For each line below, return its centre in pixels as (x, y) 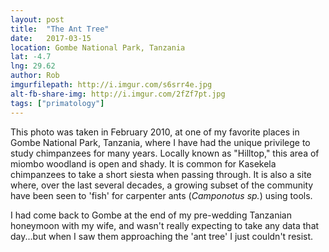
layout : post (37, 19)
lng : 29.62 (33, 66)
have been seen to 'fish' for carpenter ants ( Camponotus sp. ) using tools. (161, 195)
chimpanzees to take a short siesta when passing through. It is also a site (161, 174)
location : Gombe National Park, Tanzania (98, 47)
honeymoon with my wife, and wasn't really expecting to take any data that (165, 225)
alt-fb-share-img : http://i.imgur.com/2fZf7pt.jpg (118, 94)
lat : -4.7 (31, 57)
